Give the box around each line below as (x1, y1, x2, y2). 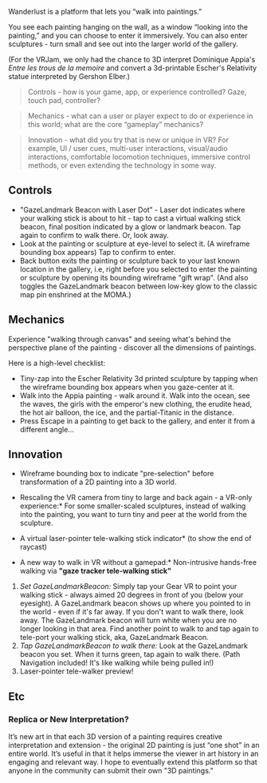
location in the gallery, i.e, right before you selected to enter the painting (19, 264, 257, 274)
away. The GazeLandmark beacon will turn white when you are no (19, 615, 238, 626)
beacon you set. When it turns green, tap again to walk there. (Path (19, 650, 241, 659)
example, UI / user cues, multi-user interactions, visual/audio (27, 144, 229, 153)
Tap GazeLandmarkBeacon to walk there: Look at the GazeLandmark (19, 641, 249, 650)
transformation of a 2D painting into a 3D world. (19, 477, 177, 487)
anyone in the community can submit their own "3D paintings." (8, 766, 214, 776)
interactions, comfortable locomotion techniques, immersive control (27, 152, 251, 161)
